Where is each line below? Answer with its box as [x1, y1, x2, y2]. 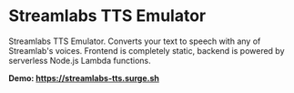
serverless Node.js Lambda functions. [8, 55, 151, 66]
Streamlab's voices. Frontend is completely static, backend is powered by [8, 45, 285, 56]
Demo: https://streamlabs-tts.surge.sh [8, 72, 160, 83]
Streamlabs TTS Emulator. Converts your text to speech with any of [8, 36, 261, 46]
